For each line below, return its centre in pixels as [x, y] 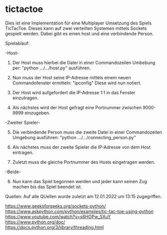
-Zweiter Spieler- [23, 122]
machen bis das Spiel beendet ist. [47, 187]
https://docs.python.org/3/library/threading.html [55, 227]
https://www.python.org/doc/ [35, 222]
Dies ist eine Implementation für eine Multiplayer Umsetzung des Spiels [79, 23]
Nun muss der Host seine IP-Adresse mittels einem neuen [72, 77]
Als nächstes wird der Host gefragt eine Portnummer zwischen [77, 107]
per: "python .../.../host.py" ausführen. [51, 68]
